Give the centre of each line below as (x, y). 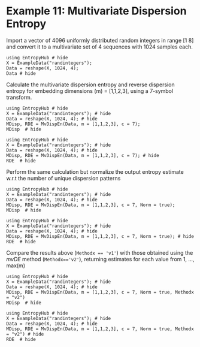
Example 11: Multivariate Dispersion (96, 11)
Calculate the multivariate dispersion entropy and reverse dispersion (90, 85)
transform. (19, 97)
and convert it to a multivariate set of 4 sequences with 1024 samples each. (100, 47)
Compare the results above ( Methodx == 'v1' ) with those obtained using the (100, 252)
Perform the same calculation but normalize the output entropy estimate (95, 171)
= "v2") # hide (25, 334)
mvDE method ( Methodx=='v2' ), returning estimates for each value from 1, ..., (100, 259)
